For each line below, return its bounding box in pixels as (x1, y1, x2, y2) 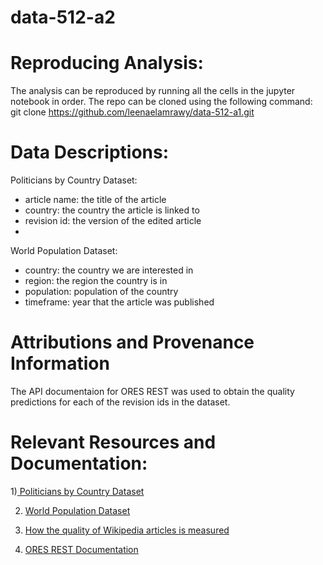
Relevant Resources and (10, 431, 217, 454)
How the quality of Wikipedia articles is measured (24, 524, 230, 536)
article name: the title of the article (24, 194, 167, 206)
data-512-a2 (10, 6, 116, 29)
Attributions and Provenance (10, 331, 255, 354)
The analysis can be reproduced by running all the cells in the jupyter (10, 85, 296, 97)
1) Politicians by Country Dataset (10, 485, 145, 497)
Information (10, 352, 110, 375)
